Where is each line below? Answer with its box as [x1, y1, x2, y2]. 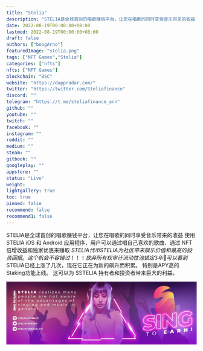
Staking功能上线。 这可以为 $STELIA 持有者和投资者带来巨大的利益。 [6, 269, 178, 276]
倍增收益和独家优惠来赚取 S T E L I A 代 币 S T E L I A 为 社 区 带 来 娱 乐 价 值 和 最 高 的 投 [6, 246, 192, 253]
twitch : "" [6, 118, 34, 124]
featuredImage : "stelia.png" [6, 48, 80, 54]
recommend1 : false [6, 213, 53, 220]
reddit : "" [6, 137, 34, 143]
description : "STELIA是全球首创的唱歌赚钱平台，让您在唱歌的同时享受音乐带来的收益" [6, 16, 198, 22]
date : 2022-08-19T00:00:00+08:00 [6, 22, 91, 28]
